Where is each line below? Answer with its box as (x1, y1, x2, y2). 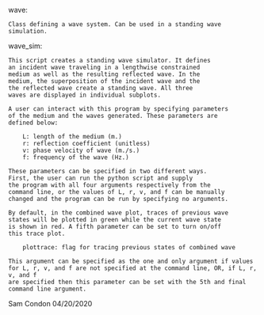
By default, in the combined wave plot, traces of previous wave (8, 209, 228, 217)
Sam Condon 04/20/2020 (8, 299, 93, 308)
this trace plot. (8, 230, 66, 237)
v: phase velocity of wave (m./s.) (22, 146, 140, 154)
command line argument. (8, 285, 87, 293)
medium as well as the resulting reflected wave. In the (8, 70, 201, 78)
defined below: (8, 119, 59, 127)
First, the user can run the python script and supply (8, 174, 193, 182)
